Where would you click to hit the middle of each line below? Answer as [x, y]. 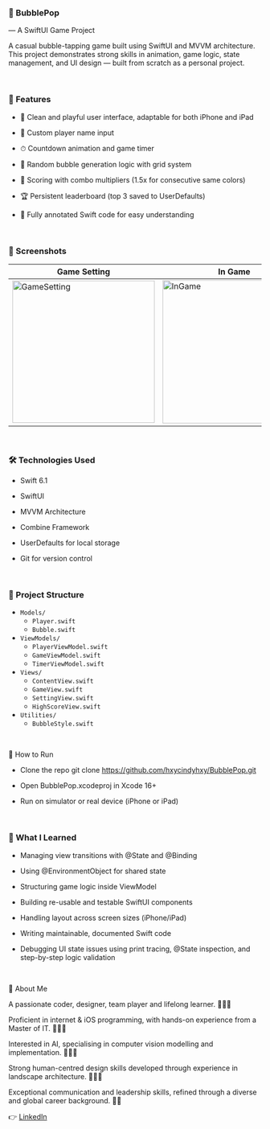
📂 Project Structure [46, 595]
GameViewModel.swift [66, 656]
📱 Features [30, 100]
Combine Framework [55, 528]
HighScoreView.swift [66, 707]
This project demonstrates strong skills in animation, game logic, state [124, 55]
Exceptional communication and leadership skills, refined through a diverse [133, 1092]
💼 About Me [28, 988]
